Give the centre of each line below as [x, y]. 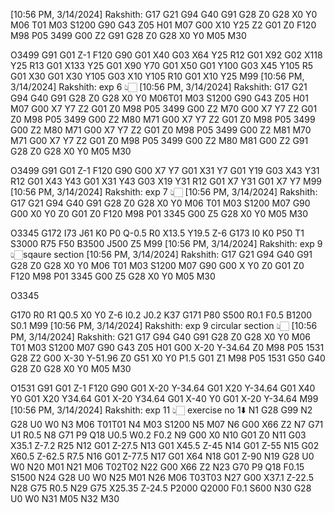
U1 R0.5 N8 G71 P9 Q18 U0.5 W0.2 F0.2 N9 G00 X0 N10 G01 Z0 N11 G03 [158, 435]
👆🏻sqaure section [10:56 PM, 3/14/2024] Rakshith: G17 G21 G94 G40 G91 [161, 254]
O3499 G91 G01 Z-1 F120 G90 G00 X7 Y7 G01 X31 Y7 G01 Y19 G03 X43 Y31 [165, 170]
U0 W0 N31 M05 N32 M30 [65, 498]
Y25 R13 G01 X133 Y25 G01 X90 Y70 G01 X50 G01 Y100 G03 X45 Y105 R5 [162, 65]
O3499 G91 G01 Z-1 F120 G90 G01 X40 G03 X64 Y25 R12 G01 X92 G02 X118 [166, 55]
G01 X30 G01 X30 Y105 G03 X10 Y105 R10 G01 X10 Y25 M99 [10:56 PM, [157, 76]
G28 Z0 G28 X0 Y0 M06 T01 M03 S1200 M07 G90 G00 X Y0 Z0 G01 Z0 [157, 265]
